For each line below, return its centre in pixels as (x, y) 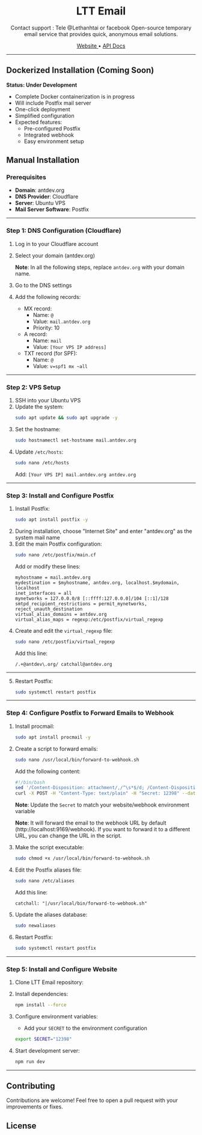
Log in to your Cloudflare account (57, 244)
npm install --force (41, 1005)
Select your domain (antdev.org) (55, 255)
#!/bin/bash (30, 782)
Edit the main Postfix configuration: (58, 544)
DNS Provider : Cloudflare (47, 197)
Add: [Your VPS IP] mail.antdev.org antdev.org (75, 474)
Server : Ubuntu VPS (40, 203)
